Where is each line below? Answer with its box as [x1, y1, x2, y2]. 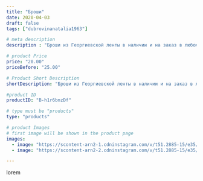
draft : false [6, 20, 39, 26]
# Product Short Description [6, 75, 80, 81]
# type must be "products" [6, 108, 74, 115]
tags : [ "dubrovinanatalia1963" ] [6, 25, 88, 32]
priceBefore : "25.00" [6, 64, 61, 70]
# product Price [6, 53, 47, 59]
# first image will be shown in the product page [6, 130, 134, 136]
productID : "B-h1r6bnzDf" [6, 97, 71, 103]
